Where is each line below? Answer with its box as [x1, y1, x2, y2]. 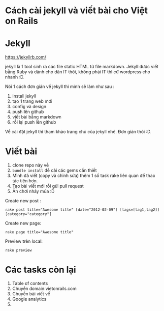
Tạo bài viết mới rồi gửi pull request [12, 183, 84, 189]
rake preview [5, 248, 32, 253]
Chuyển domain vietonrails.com [12, 285, 77, 291]
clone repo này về [12, 162, 49, 168]
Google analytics [12, 296, 47, 302]
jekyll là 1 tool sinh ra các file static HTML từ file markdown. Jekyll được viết [5, 64, 159, 70]
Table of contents [12, 281, 48, 286]
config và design [12, 104, 47, 110]
